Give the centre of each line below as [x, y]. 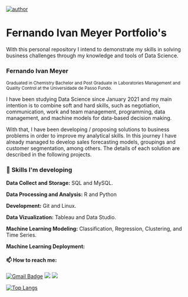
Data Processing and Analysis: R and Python [61, 194]
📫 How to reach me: [32, 260]
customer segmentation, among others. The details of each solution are [93, 148]
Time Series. [22, 235]
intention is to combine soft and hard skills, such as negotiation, [83, 106]
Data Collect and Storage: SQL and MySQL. [60, 182]
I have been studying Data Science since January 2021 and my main [89, 99]
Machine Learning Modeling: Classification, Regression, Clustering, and [94, 229]
